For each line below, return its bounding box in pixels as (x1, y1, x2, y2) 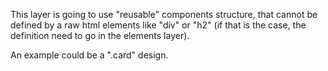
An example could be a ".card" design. (10, 49, 169, 61)
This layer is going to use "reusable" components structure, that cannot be (10, 9, 318, 20)
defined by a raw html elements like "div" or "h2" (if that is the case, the (10, 19, 307, 31)
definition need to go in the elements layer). (10, 30, 190, 41)
